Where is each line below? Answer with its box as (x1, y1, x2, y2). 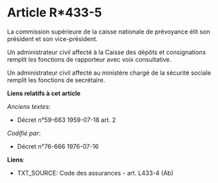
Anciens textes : (7, 102, 51, 110)
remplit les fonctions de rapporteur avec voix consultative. (7, 55, 172, 63)
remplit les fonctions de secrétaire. (7, 75, 106, 84)
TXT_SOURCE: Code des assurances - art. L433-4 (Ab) (16, 169, 173, 177)
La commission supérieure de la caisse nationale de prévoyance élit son (7, 27, 210, 36)
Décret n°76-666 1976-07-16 (16, 142, 99, 150)
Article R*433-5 (7, 5, 102, 21)
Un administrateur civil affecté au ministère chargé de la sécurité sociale (7, 69, 211, 77)
